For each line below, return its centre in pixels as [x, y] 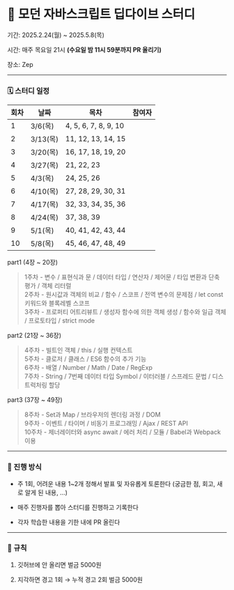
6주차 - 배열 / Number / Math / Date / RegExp [88, 368]
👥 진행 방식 [24, 467]
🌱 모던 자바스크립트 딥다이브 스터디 [101, 14]
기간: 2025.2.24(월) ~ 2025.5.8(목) [56, 35]
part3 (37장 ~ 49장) [35, 400]
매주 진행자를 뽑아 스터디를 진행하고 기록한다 [78, 507]
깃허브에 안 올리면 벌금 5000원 [60, 564]
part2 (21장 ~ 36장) [34, 336]
